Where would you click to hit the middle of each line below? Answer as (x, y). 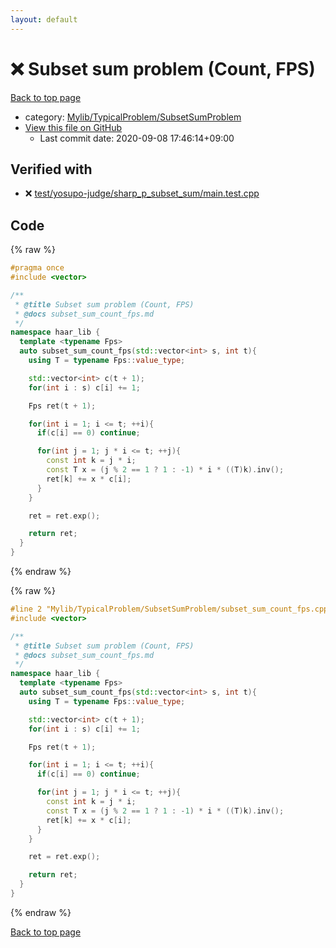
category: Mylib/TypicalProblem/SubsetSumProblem (133, 117)
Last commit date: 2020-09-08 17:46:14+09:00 (137, 138)
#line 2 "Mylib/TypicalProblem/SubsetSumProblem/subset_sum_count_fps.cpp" (171, 609)
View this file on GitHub (73, 127)
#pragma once (37, 268)
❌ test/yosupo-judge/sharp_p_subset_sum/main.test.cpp (142, 193)
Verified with (51, 169)
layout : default (44, 19)
